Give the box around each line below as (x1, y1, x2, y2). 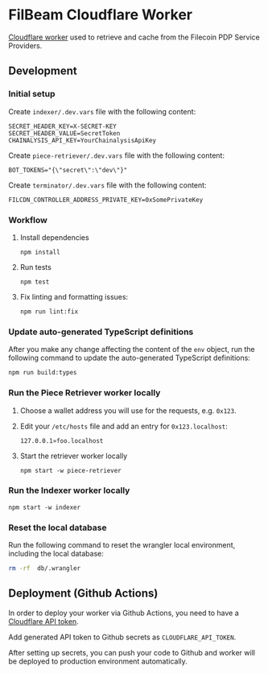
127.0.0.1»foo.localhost (19, 436, 104, 445)
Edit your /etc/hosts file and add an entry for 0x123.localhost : (19, 421, 228, 431)
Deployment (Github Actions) (8, 586, 159, 601)
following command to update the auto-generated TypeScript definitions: (8, 353, 251, 363)
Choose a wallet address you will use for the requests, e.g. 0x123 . (19, 405, 237, 416)
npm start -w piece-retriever (19, 466, 122, 474)
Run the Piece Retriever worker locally (8, 387, 161, 399)
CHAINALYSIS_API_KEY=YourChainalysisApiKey (8, 136, 157, 144)
